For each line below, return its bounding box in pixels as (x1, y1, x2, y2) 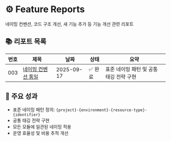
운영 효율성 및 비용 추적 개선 (12, 130, 69, 136)
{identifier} (12, 112, 41, 117)
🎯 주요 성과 (5, 92, 38, 101)
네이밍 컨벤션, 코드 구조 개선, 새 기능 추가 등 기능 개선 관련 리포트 (5, 21, 134, 27)
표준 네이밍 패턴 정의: (12, 107, 55, 113)
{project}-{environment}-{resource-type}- (55, 108, 148, 113)
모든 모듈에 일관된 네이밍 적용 (12, 123, 71, 130)
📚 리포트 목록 (5, 37, 47, 46)
